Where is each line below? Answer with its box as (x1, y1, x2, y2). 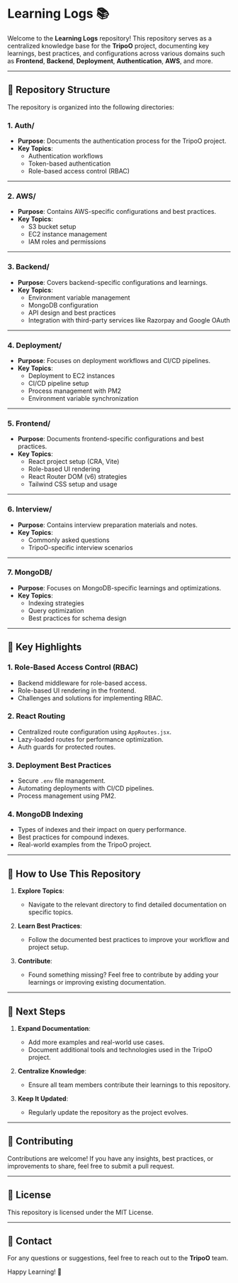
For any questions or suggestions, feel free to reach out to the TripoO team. (7, 1254, 229, 1262)
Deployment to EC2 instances (28, 371, 115, 380)
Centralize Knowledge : (17, 1067, 87, 1076)
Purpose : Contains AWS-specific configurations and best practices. (17, 207, 217, 216)
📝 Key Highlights (7, 641, 82, 654)
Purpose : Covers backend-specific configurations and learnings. (17, 278, 208, 286)
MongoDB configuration (28, 301, 98, 309)
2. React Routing (7, 711, 66, 721)
